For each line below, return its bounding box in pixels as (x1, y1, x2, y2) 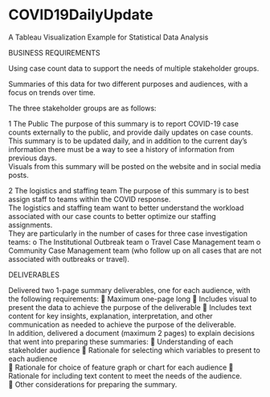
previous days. (8, 153, 58, 163)
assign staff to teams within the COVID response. (8, 194, 171, 204)
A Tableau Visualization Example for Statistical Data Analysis (8, 32, 209, 42)
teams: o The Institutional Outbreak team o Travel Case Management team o (8, 237, 261, 246)
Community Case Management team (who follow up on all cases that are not (8, 246, 262, 255)
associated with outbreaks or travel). (8, 254, 130, 263)
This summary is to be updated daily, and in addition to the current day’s (8, 135, 247, 146)
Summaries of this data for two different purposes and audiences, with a (8, 79, 248, 89)
